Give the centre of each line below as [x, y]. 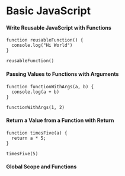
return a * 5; [29, 138]
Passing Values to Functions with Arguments [62, 74]
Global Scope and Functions [41, 167]
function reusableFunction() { [45, 40]
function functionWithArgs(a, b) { [50, 87]
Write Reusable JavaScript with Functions [59, 27]
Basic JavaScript [48, 11]
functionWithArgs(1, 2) [36, 107]
